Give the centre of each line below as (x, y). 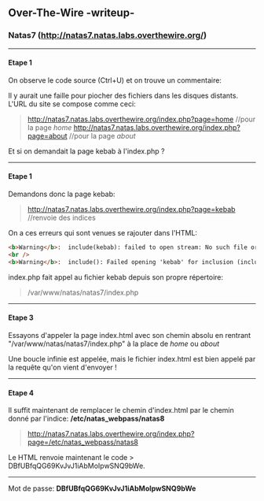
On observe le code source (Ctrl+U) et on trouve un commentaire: (115, 80)
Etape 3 (21, 317)
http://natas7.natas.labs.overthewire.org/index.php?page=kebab (131, 210)
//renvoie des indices (61, 218)
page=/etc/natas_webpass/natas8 (83, 442)
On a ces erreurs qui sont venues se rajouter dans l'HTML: (103, 233)
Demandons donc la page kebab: (62, 194)
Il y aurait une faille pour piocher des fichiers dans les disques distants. (123, 95)
